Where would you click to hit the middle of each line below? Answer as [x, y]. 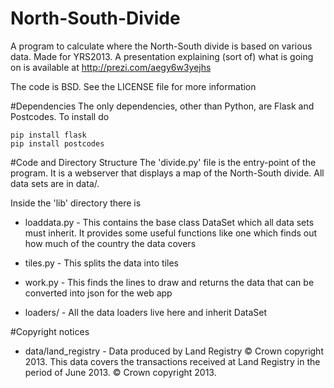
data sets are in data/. [55, 183]
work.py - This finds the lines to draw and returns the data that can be [169, 282]
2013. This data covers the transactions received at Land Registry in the [172, 361]
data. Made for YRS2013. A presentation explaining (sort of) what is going [162, 56]
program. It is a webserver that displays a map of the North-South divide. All [167, 173]
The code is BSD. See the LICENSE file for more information [133, 86]
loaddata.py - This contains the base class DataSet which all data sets [169, 222]
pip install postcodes [57, 143]
